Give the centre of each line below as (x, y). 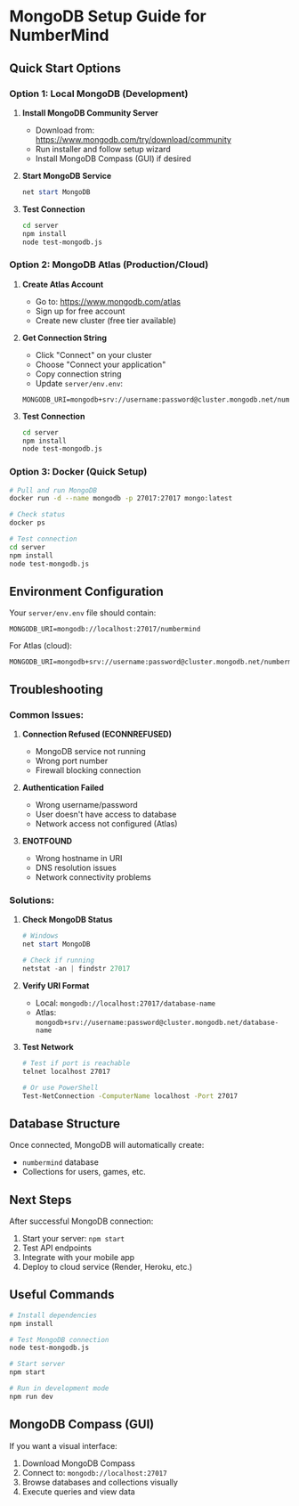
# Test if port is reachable (76, 1063)
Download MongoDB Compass (78, 1463)
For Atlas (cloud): (41, 646)
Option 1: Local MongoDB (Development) (99, 94)
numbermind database (61, 1162)
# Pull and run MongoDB (53, 490)
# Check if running (58, 961)
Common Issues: (47, 714)
